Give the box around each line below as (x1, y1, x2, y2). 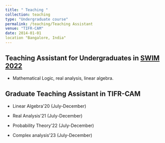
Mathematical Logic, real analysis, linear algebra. (12, 75, 114, 81)
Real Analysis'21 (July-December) (12, 112, 83, 118)
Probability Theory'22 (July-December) (12, 122, 94, 128)
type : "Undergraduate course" (5, 17, 69, 22)
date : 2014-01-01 (5, 31, 42, 36)
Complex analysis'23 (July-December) (12, 132, 93, 138)
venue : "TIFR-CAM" (5, 26, 44, 31)
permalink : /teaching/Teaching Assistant (5, 21, 93, 27)
